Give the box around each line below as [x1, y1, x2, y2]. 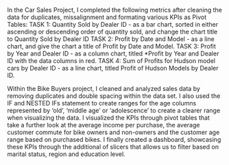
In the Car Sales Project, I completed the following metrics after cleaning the [7, 6, 223, 14]
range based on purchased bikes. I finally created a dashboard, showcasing [7, 136, 221, 143]
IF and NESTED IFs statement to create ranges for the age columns [7, 99, 197, 107]
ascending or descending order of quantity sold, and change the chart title [7, 27, 218, 36]
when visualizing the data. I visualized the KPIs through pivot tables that [7, 114, 210, 122]
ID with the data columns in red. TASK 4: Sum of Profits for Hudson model [7, 57, 216, 64]
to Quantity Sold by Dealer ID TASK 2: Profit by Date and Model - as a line [7, 35, 215, 43]
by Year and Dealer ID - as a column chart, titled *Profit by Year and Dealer [7, 49, 219, 58]
